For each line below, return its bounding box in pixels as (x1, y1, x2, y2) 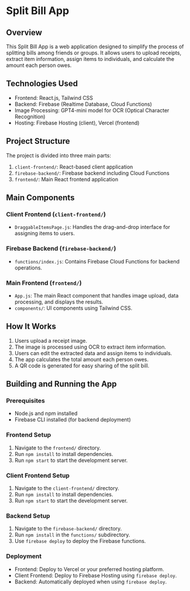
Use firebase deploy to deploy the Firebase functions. (14, 538, 146, 545)
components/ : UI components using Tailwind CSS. (14, 304, 133, 312)
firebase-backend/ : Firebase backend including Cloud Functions (14, 169, 170, 177)
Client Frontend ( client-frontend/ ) (6, 210, 106, 218)
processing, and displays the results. (14, 298, 103, 305)
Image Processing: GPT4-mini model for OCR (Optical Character (14, 107, 170, 114)
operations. (14, 264, 43, 271)
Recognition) (14, 113, 46, 120)
